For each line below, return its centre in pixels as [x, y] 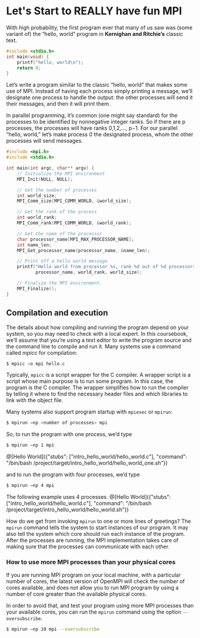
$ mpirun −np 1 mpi [30, 445]
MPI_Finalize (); [37, 289]
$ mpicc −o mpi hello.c [36, 364]
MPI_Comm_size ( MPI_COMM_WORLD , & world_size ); [74, 201]
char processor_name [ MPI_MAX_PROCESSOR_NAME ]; [76, 239]
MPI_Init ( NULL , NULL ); [45, 179]
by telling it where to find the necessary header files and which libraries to [97, 394]
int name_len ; [34, 245]
